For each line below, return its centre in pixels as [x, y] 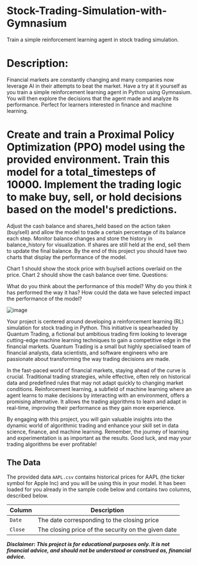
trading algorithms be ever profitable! [52, 444]
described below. [28, 496]
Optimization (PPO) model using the [96, 147]
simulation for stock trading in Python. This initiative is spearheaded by [93, 327]
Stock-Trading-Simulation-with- [87, 11]
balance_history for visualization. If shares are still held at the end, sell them [98, 245]
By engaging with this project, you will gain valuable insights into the [89, 419]
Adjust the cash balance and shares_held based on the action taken [89, 226]
